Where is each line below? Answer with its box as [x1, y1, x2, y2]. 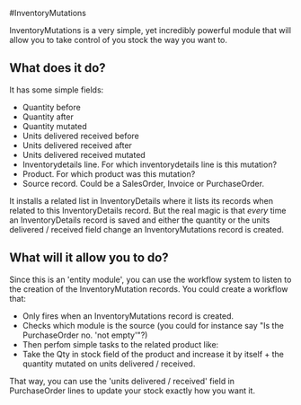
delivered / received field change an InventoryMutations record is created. [9, 224, 285, 234]
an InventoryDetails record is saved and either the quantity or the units [9, 215, 270, 225]
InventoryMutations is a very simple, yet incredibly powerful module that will [9, 25, 292, 35]
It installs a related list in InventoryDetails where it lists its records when [9, 195, 274, 206]
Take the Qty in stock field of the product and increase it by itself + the [22, 348, 285, 359]
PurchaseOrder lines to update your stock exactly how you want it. [9, 385, 256, 396]
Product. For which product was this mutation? [22, 168, 196, 179]
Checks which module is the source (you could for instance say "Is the [22, 320, 285, 330]
